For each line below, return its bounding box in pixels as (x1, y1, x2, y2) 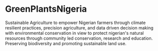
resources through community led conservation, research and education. (5, 35, 153, 41)
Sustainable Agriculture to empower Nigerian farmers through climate (5, 20, 146, 25)
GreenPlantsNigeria (5, 3, 87, 15)
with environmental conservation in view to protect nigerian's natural (5, 30, 144, 36)
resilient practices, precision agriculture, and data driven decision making (5, 25, 154, 30)
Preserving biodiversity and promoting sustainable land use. (5, 40, 127, 46)
